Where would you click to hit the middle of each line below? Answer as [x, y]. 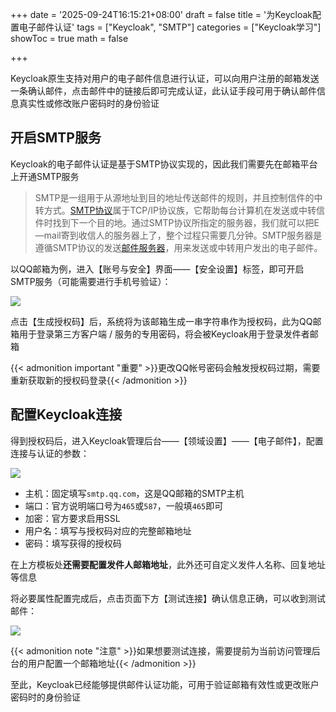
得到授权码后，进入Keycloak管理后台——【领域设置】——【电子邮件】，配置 [167, 440]
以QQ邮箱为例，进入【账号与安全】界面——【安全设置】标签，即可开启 [157, 269]
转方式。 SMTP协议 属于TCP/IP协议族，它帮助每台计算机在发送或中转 [175, 210]
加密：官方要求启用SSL [72, 518]
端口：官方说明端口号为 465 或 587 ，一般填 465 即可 [124, 505]
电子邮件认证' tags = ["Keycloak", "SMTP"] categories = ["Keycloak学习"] [170, 27]
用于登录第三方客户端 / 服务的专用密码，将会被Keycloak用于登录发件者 [164, 334]
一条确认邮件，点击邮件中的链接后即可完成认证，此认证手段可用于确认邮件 [163, 91]
